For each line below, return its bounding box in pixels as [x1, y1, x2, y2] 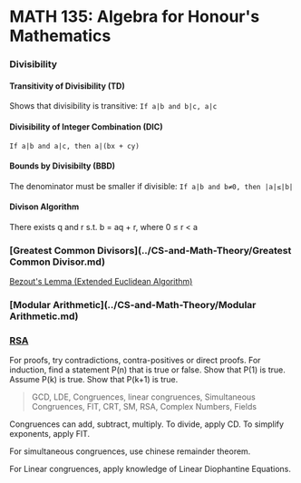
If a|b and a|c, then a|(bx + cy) [9, 141, 141, 150]
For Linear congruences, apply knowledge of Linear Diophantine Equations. [9, 464, 292, 475]
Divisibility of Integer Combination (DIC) [9, 121, 163, 132]
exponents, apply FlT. [9, 429, 91, 440]
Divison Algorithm [9, 201, 80, 212]
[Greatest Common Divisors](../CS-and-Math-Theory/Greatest [9, 244, 292, 256]
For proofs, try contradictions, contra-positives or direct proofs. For [9, 355, 261, 366]
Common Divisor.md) [9, 256, 106, 268]
